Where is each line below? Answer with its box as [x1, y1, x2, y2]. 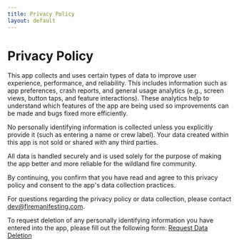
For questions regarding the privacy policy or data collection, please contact [7, 195, 232, 203]
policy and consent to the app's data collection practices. [7, 181, 176, 190]
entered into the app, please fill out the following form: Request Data [7, 224, 208, 232]
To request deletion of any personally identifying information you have [7, 216, 214, 225]
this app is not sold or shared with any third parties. [7, 138, 158, 147]
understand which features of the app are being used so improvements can [7, 101, 230, 111]
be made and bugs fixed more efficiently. [7, 109, 128, 118]
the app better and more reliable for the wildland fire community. [7, 160, 198, 168]
